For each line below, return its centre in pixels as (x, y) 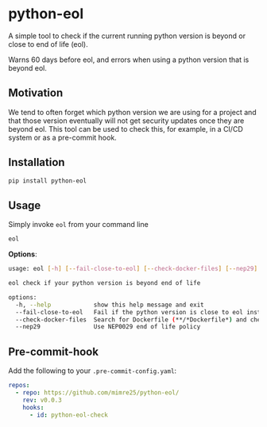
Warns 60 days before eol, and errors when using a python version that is (129, 60)
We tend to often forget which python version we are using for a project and (132, 112)
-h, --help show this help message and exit (110, 305)
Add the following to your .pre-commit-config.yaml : (93, 371)
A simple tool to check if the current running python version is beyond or (127, 36)
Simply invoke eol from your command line (78, 225)
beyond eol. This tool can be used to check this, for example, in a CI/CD (126, 129)
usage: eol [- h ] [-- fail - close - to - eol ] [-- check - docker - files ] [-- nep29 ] (133, 269)
